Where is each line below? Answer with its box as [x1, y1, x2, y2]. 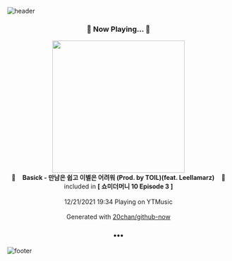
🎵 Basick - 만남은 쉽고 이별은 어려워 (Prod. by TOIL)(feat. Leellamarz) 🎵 [11, 174, 226, 182]
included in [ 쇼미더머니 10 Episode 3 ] [63, 182, 173, 190]
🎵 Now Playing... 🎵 [86, 24, 151, 34]
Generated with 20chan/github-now [66, 212, 171, 221]
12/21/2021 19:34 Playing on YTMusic [64, 198, 173, 206]
